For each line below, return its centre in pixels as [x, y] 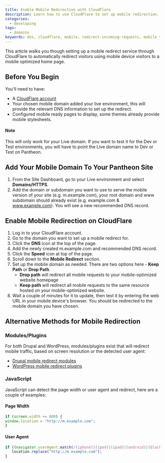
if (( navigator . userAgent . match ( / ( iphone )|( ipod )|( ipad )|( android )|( [78, 447]
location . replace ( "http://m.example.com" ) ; [57, 452]
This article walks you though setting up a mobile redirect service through [80, 51]
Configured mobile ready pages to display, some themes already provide [86, 114]
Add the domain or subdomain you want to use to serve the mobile [80, 189]
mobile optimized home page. [35, 62]
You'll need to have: [25, 89]
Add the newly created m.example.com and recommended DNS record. [84, 248]
